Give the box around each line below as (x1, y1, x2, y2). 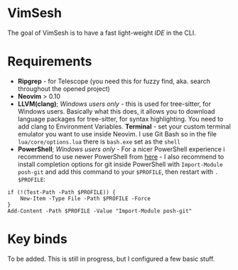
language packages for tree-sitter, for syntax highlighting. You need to (17, 114, 224, 123)
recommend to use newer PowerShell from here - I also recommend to (17, 152, 225, 161)
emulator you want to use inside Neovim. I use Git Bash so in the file (17, 129, 217, 138)
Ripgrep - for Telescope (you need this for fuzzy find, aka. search (17, 77, 211, 85)
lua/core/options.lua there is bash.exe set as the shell (17, 137, 181, 146)
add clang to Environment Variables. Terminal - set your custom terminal (17, 122, 231, 131)
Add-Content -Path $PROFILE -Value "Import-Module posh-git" (7, 207, 193, 215)
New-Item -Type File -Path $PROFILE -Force (20, 195, 151, 202)
